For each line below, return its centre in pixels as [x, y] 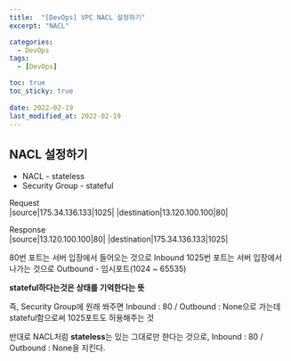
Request [24, 203]
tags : [19, 59]
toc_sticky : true [41, 91]
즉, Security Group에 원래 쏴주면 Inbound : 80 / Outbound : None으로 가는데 [145, 307]
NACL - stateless [53, 176]
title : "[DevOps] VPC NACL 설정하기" [77, 17]
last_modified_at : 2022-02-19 [65, 116]
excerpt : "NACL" [39, 26]
